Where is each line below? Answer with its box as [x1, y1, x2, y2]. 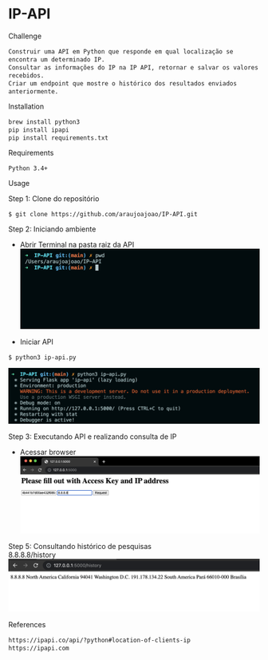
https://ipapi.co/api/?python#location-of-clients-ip [8, 636, 191, 645]
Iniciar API [19, 337, 54, 346]
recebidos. [8, 71, 45, 80]
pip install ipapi [8, 125, 69, 134]
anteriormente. [8, 87, 59, 96]
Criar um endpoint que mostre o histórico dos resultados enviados [8, 79, 238, 88]
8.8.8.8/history [8, 550, 57, 559]
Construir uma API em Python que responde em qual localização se [8, 47, 234, 56]
